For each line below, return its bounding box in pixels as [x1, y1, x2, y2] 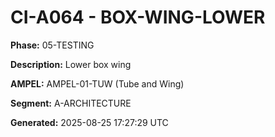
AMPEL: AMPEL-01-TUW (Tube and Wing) [10, 77, 185, 90]
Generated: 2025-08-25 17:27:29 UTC [10, 116, 169, 128]
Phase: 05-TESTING [10, 39, 95, 51]
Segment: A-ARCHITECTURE [10, 97, 132, 109]
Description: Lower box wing [10, 58, 132, 70]
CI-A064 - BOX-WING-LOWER [10, 6, 266, 29]
